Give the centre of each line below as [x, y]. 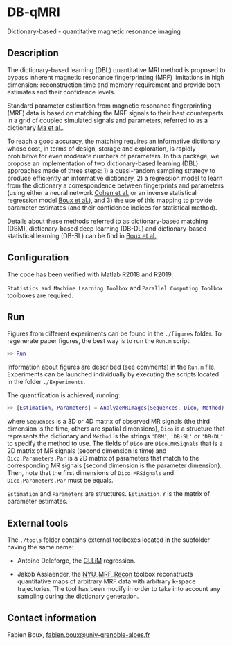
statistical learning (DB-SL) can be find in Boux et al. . [83, 235]
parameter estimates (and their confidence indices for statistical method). [112, 207]
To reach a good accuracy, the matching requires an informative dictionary [114, 141]
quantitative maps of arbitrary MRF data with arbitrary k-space [106, 581]
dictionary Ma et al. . [36, 127]
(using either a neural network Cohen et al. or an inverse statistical [102, 192]
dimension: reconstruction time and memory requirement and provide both [114, 85]
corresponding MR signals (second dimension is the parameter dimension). [115, 465]
